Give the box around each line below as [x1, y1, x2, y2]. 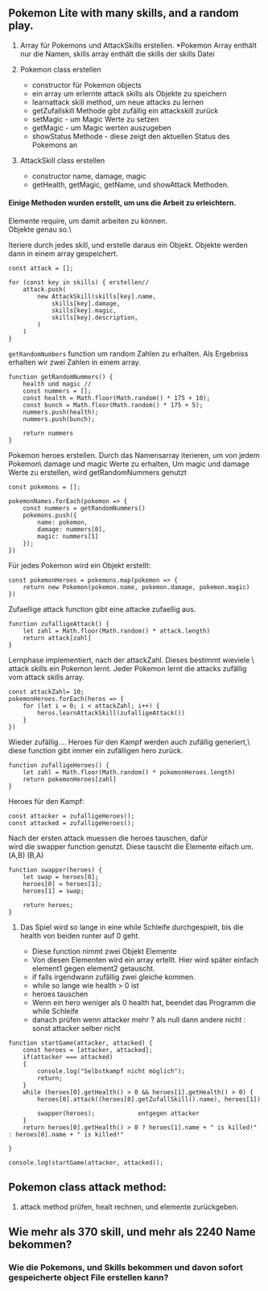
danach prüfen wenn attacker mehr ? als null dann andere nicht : [31, 1015, 246, 1025]
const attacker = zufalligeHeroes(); [8, 812, 135, 820]
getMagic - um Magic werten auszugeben [31, 122, 171, 132]
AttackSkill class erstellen [19, 155, 105, 165]
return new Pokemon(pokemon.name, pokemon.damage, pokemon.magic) [23, 584, 250, 592]
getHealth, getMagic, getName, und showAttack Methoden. [31, 179, 229, 189]
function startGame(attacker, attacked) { [8, 1039, 153, 1047]
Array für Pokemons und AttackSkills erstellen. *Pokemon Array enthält [19, 40, 258, 50]
